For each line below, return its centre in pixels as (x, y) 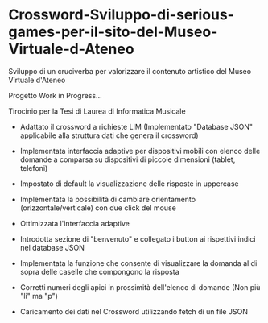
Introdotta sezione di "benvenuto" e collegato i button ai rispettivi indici (138, 238)
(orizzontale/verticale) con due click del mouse (98, 208)
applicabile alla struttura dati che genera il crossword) (109, 135)
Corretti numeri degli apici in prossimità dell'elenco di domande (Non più (140, 287)
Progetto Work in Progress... (55, 95)
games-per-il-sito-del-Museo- (113, 32)
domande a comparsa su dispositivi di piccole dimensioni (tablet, (128, 159)
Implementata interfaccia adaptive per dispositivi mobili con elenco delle (140, 151)
